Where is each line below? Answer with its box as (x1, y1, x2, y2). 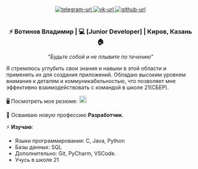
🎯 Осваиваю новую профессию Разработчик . (6, 112, 124, 119)
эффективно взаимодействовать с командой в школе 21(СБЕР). (6, 84, 169, 91)
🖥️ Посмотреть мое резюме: (6, 98, 78, 105)
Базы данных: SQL (14, 143, 62, 151)
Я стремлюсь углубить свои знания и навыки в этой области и (6, 65, 167, 72)
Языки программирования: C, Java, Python (14, 137, 125, 145)
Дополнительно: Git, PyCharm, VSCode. (14, 150, 117, 157)
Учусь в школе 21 (14, 156, 59, 164)
